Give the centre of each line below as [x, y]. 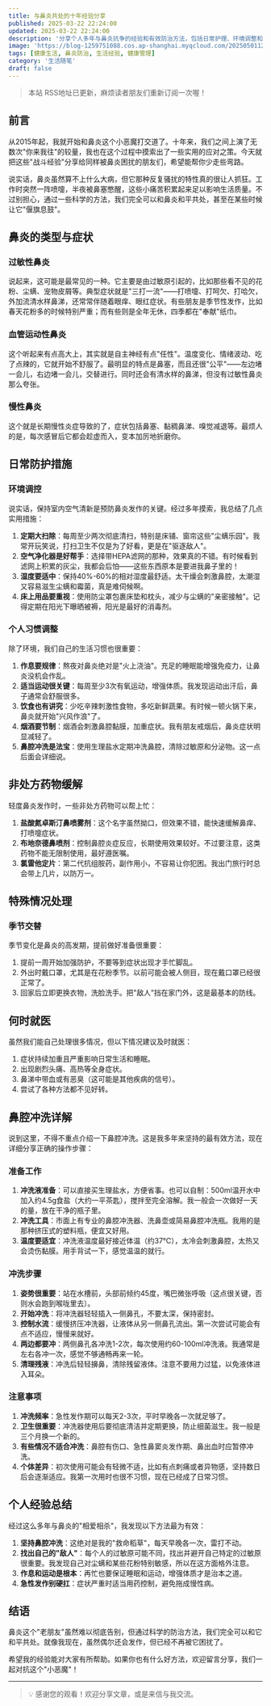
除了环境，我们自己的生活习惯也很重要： [75, 648]
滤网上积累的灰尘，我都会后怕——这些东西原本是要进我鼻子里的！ [129, 566]
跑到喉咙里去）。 [68, 1303]
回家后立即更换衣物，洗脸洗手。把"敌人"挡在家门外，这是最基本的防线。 [140, 993]
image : [19, 46]
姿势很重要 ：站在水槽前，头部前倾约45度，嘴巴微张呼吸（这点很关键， [138, 1293]
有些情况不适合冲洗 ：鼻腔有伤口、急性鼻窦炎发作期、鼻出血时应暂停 [133, 1446]
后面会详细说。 [45, 756]
